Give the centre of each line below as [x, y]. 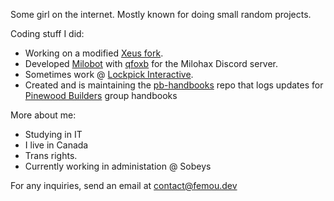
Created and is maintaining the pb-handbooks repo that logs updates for [174, 85]
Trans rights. [51, 155]
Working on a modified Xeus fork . [94, 53]
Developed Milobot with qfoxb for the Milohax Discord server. [151, 63]
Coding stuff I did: [47, 33]
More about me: [43, 115]
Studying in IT [53, 134]
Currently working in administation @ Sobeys [118, 166]
